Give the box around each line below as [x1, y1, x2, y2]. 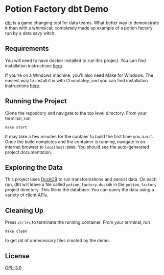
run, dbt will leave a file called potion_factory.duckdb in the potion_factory [5, 182, 157, 187]
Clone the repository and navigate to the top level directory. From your [5, 110, 147, 116]
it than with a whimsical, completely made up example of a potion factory [5, 25, 153, 31]
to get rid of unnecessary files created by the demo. [5, 238, 110, 244]
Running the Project [5, 97, 67, 105]
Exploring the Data [5, 163, 63, 172]
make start [5, 124, 27, 130]
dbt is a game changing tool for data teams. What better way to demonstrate [5, 20, 159, 26]
